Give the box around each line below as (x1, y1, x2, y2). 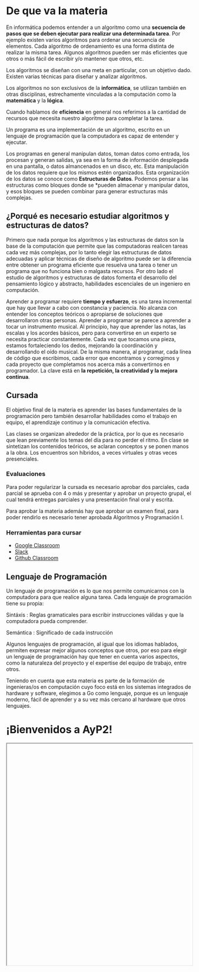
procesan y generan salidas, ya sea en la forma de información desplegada (6, 156, 189, 163)
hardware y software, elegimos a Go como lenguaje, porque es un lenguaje (6, 689, 188, 696)
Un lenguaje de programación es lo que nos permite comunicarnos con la (6, 587, 184, 594)
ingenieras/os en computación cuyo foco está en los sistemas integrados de (6, 683, 191, 690)
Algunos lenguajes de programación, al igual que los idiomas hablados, (6, 640, 179, 647)
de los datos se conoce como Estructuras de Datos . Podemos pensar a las (6, 175, 188, 182)
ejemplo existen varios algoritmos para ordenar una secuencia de (6, 36, 165, 43)
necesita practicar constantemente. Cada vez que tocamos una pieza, (6, 335, 176, 342)
